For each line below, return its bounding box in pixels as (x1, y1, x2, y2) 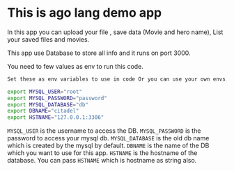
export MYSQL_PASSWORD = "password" (7, 95, 108, 101)
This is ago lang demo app (7, 5, 162, 21)
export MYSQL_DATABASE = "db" (7, 101, 89, 108)
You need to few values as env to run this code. (7, 62, 144, 70)
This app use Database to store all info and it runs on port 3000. (7, 49, 191, 57)
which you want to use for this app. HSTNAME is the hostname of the (7, 149, 198, 157)
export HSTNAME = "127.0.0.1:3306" (7, 114, 104, 121)
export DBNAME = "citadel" (7, 108, 79, 115)
